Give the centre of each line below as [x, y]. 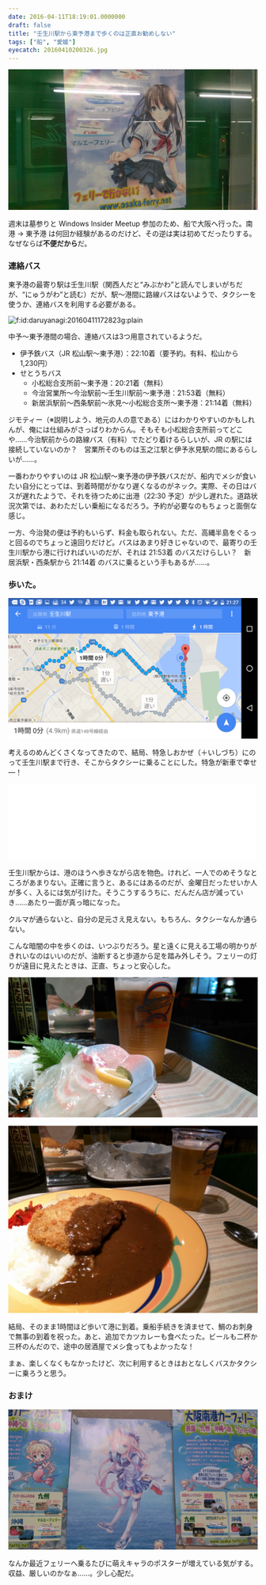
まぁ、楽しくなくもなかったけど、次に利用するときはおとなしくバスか [122, 1363]
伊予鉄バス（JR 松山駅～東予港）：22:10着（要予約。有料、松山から [129, 353]
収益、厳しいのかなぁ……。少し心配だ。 [73, 1573]
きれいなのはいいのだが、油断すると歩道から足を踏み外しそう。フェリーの [129, 955]
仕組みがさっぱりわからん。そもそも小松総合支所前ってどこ [146, 429]
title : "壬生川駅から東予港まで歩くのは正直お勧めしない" [92, 33]
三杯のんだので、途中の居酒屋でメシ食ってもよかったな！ [102, 1347]
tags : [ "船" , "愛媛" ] [42, 42]
